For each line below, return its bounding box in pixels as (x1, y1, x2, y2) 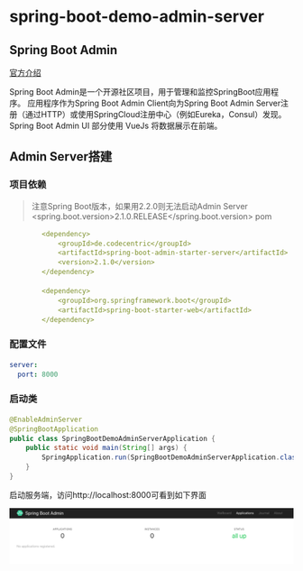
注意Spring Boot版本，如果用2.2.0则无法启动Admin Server (31, 200, 248, 211)
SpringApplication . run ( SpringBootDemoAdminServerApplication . (41, 453, 280, 462)
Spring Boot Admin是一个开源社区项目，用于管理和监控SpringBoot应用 (9, 87, 271, 97)
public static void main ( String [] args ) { (25, 444, 188, 453)
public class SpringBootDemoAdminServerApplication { (9, 434, 216, 443)
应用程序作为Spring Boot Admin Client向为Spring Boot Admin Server (26, 97, 281, 108)
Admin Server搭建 (9, 149, 113, 164)
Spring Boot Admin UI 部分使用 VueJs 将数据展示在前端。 (9, 120, 223, 131)
